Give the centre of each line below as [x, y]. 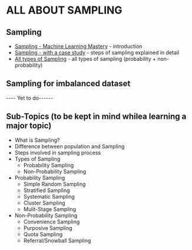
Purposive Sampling [48, 228]
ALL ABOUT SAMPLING [64, 10]
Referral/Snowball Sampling [57, 241]
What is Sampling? [37, 140]
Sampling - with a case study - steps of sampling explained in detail [97, 53]
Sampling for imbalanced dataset [68, 84]
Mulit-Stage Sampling [50, 209]
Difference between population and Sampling [69, 146]
